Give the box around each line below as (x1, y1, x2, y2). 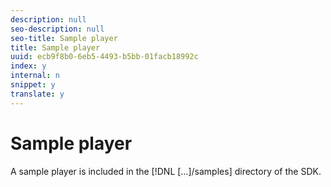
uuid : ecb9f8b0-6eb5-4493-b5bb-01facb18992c (10, 52, 199, 62)
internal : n (10, 71, 60, 81)
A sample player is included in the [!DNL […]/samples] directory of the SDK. (10, 165, 322, 177)
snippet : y (10, 80, 56, 90)
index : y (10, 61, 47, 71)
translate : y (10, 89, 65, 99)
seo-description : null (10, 24, 105, 34)
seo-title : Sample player (10, 33, 118, 43)
